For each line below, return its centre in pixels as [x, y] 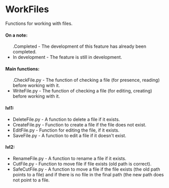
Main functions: [22, 69]
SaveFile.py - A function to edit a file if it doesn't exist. [69, 135]
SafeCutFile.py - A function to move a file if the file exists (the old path [86, 169]
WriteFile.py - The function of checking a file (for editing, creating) [82, 91]
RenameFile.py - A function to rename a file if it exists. [69, 158]
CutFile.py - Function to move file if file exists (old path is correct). [82, 164]
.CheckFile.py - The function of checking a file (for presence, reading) [86, 80]
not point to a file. [31, 180]
